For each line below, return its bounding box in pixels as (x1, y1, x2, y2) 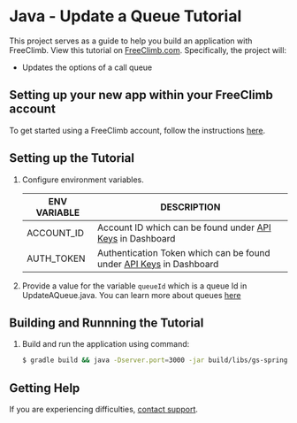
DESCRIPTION (160, 201, 221, 213)
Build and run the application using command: (21, 339, 190, 350)
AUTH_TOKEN (26, 252, 86, 265)
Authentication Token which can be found (96, 246, 271, 258)
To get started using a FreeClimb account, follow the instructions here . (9, 125, 266, 135)
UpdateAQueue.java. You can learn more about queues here (21, 289, 241, 300)
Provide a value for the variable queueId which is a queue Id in (21, 281, 247, 291)
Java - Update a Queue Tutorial (9, 6, 242, 27)
